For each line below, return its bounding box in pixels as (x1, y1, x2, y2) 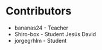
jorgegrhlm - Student (14, 37, 67, 44)
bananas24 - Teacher (14, 24, 69, 31)
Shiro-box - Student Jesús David (14, 30, 97, 37)
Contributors (5, 4, 72, 18)
